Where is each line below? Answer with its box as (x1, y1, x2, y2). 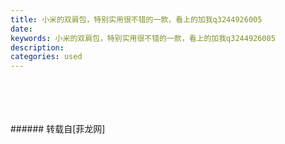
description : (10, 42, 65, 53)
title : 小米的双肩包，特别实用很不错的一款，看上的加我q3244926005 (10, 14, 263, 25)
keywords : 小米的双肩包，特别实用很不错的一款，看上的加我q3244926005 (10, 33, 276, 43)
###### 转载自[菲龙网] (10, 123, 106, 135)
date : (10, 24, 33, 34)
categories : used (10, 52, 83, 62)
